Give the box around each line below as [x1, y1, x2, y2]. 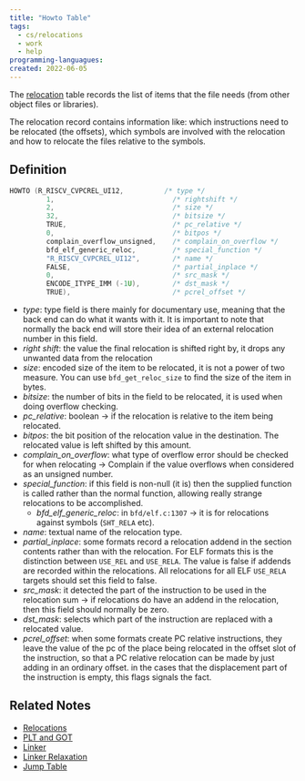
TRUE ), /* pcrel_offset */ [46, 288, 247, 297]
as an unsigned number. [22, 469, 114, 480]
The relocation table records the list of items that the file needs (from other [9, 88, 290, 100]
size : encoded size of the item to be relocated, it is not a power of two [22, 362, 285, 373]
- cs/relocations [17, 30, 84, 39]
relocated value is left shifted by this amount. [22, 440, 192, 451]
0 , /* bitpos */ [46, 228, 222, 238]
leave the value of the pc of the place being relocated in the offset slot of [22, 643, 297, 654]
